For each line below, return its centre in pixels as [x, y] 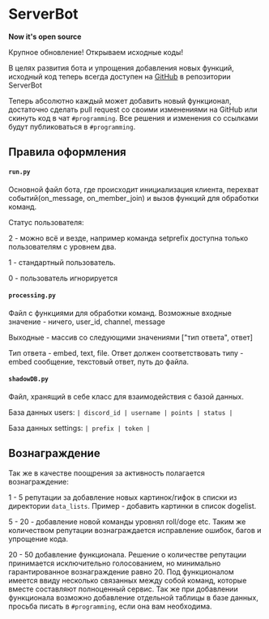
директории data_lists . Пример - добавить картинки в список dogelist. [132, 506]
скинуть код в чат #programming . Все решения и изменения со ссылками [133, 117]
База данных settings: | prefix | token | [79, 428]
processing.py [32, 296]
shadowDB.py [28, 379]
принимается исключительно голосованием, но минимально [115, 563]
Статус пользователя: [46, 222]
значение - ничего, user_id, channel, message [87, 322]
